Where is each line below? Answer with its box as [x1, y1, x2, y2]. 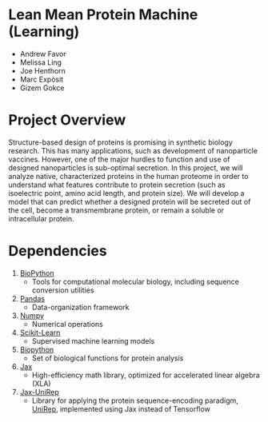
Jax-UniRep [19, 387, 60, 396]
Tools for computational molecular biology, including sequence [31, 277, 240, 286]
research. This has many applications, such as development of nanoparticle [8, 145, 258, 155]
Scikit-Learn [19, 328, 61, 337]
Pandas [19, 293, 46, 303]
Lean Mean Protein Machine [8, 6, 198, 24]
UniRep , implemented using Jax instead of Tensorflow [31, 404, 210, 413]
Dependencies [8, 242, 107, 261]
